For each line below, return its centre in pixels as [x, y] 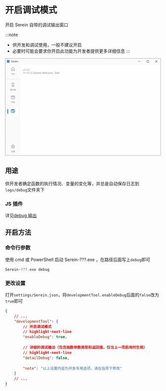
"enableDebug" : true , [45, 337]
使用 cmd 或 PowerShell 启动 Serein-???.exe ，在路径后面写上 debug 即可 [78, 260]
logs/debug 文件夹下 [25, 190]
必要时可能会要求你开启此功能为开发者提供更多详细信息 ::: [71, 51]
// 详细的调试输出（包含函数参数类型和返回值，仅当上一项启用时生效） [85, 348]
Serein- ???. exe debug [27, 269]
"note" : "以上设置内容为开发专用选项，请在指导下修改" [73, 368]
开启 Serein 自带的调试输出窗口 [37, 25]
